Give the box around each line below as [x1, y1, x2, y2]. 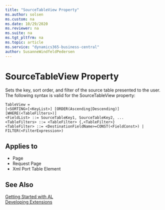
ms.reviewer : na [5, 26, 39, 31]
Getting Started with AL [5, 193, 53, 200]
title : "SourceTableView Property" [5, 7, 79, 12]
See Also [5, 180, 33, 189]
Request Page [12, 160, 41, 166]
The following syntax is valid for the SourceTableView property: [5, 92, 136, 98]
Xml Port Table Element [12, 166, 61, 172]
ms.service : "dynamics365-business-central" [5, 44, 99, 49]
